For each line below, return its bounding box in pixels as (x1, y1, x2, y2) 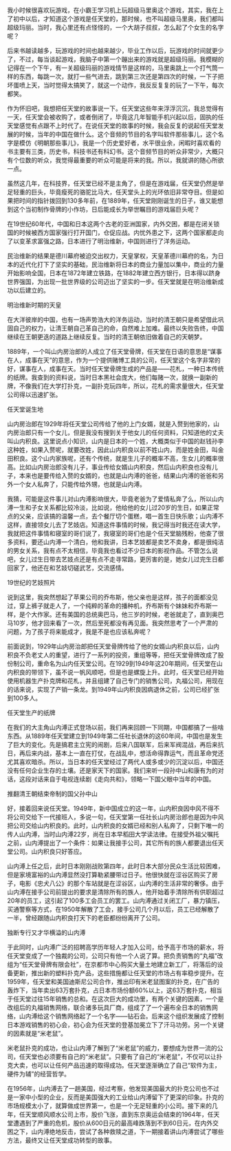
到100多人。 (7, 694, 42, 702)
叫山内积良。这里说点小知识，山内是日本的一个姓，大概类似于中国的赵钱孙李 (7, 437, 224, 445)
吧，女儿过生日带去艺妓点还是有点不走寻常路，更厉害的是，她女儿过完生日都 (7, 555, 224, 563)
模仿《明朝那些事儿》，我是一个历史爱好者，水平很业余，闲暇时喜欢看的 (19, 139, 221, 147)
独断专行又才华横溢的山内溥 (7, 928, 86, 937)
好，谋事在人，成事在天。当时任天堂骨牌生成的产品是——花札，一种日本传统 (7, 365, 224, 372)
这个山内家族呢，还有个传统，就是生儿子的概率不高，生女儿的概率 (30, 454, 218, 462)
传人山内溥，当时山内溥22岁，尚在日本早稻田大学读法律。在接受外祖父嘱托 (7, 830, 220, 838)
